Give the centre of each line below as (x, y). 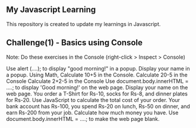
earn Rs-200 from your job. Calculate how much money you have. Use (92, 113)
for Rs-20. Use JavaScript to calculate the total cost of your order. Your (93, 100)
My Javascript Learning (51, 10)
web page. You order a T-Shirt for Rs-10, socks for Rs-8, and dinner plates (97, 94)
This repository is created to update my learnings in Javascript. (83, 24)
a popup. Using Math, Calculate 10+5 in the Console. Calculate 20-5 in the (97, 75)
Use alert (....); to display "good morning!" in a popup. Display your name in (98, 68)
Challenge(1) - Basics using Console (74, 43)
